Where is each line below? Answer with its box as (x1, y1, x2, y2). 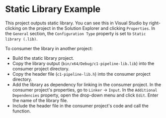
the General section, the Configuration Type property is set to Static (5, 30, 146, 36)
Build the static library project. (12, 55, 75, 61)
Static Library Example (5, 3, 101, 15)
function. (12, 108, 31, 114)
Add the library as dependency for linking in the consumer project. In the (12, 81, 162, 88)
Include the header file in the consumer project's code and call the (12, 103, 149, 109)
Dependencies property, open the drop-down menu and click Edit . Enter (12, 92, 159, 98)
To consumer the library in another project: (5, 45, 93, 51)
